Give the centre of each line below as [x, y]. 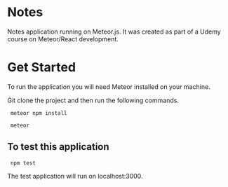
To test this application [59, 147]
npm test [23, 163]
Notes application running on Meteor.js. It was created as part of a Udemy [114, 32]
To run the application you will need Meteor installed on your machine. [109, 86]
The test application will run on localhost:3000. [75, 176]
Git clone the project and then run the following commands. [93, 100]
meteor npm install [39, 113]
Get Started [41, 68]
